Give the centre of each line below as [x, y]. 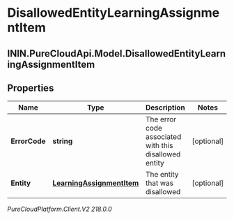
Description [165, 108]
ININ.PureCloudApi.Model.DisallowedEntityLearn [117, 53]
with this [159, 146]
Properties [31, 88]
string [63, 141]
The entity [162, 175]
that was [159, 183]
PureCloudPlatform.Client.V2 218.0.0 [60, 209]
